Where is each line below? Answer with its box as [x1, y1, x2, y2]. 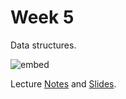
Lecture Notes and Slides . [10, 77, 117, 90]
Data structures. [10, 39, 77, 51]
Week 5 [10, 6, 75, 29]
